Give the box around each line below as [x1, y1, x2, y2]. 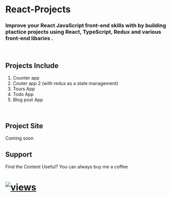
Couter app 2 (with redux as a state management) [12, 81, 119, 87]
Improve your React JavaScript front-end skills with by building [5, 22, 166, 29]
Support [5, 150, 32, 159]
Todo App [12, 91, 34, 97]
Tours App [12, 86, 35, 92]
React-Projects [5, 4, 71, 15]
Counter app [12, 75, 40, 81]
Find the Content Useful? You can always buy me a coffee [5, 163, 128, 170]
